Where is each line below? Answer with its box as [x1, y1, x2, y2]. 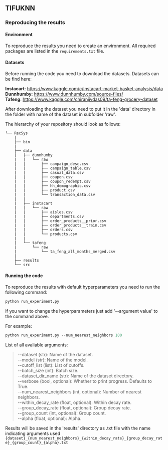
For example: [5, 323, 33, 329]
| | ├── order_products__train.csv [14, 222, 107, 228]
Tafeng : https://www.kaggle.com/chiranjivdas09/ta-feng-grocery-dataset [5, 96, 158, 102]
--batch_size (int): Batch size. [17, 367, 79, 373]
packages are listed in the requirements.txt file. [5, 48, 104, 54]
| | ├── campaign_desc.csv [14, 161, 89, 166]
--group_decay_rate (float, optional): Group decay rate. [17, 404, 131, 410]
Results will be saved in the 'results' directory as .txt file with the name [5, 425, 151, 431]
